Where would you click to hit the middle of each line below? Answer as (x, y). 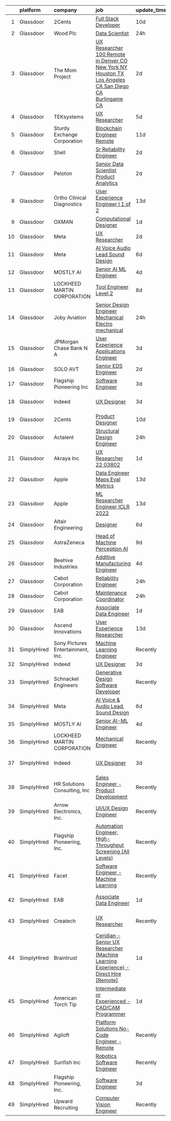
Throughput (110, 845)
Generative (109, 672)
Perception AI (112, 549)
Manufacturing (113, 564)
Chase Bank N (71, 348)
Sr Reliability (110, 149)
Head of (105, 536)
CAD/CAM (108, 1008)
